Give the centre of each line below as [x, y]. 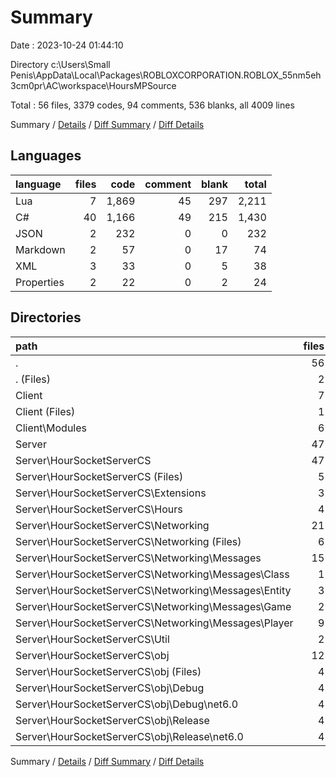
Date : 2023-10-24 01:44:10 [67, 45]
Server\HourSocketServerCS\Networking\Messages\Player [154, 623]
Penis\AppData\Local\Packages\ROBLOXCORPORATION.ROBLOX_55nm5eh [166, 75]
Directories [46, 317]
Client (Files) [45, 411]
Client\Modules [51, 428]
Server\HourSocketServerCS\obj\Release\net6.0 [129, 736]
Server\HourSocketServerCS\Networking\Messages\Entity [153, 590]
